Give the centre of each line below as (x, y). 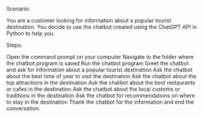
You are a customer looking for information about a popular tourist (89, 20)
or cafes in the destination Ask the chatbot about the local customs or (93, 89)
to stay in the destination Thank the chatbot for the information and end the (100, 102)
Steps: (14, 45)
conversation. (23, 108)
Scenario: (18, 9)
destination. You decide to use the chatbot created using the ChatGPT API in (101, 27)
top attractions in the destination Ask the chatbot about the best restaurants (101, 82)
